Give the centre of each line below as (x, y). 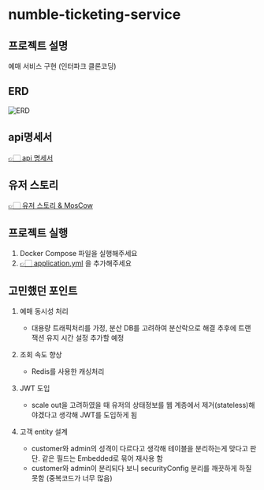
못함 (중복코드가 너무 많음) (72, 478)
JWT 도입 (35, 388)
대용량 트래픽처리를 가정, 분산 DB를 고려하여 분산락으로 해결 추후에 (134, 328)
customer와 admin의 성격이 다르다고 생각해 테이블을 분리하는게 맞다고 (139, 449)
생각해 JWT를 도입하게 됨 (98, 415)
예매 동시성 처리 (44, 311)
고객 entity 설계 (44, 432)
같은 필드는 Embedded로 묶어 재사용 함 (102, 458)
